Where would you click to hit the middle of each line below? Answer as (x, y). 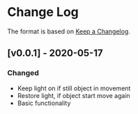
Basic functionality (44, 103)
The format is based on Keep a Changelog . (69, 31)
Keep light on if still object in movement (74, 88)
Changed (23, 73)
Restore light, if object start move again (74, 95)
